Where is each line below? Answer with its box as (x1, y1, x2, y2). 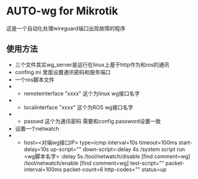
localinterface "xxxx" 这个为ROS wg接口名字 (23, 104, 133, 111)
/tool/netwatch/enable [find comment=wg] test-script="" (23, 159, 165, 166)
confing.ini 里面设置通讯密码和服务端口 (14, 68, 111, 75)
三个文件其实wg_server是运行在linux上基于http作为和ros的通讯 (14, 61, 169, 68)
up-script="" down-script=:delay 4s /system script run (50, 145, 185, 153)
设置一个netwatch (14, 125, 60, 132)
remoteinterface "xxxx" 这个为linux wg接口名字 (23, 90, 140, 97)
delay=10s (23, 145, 49, 153)
